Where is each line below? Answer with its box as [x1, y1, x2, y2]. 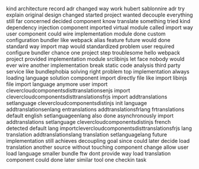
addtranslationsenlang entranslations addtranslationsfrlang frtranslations [6, 106, 185, 113]
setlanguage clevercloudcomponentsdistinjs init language [6, 100, 147, 106]
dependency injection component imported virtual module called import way [6, 24, 193, 31]
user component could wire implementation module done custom [6, 30, 166, 37]
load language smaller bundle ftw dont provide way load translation [6, 150, 171, 157]
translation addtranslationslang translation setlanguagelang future [6, 131, 168, 138]
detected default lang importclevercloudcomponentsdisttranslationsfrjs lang [6, 125, 192, 132]
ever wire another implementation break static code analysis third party [6, 62, 181, 69]
